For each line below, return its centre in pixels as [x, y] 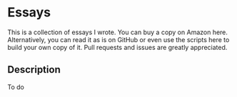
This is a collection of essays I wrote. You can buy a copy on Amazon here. [118, 32]
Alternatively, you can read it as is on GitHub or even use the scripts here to [118, 39]
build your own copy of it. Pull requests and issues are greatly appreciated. [117, 47]
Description [34, 70]
